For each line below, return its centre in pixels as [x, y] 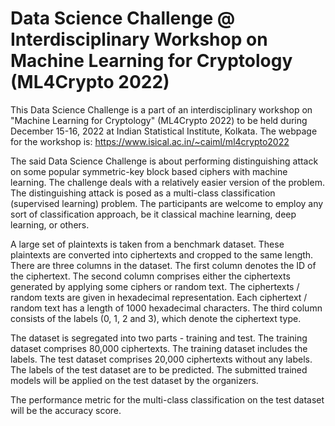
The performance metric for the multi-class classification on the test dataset [167, 399]
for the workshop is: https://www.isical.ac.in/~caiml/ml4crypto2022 [150, 141]
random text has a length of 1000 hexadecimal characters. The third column [166, 308]
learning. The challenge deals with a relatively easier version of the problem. [167, 182]
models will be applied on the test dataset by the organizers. [134, 380]
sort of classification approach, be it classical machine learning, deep [153, 214]
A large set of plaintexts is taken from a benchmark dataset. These [147, 244]
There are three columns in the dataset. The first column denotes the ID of [163, 265]
